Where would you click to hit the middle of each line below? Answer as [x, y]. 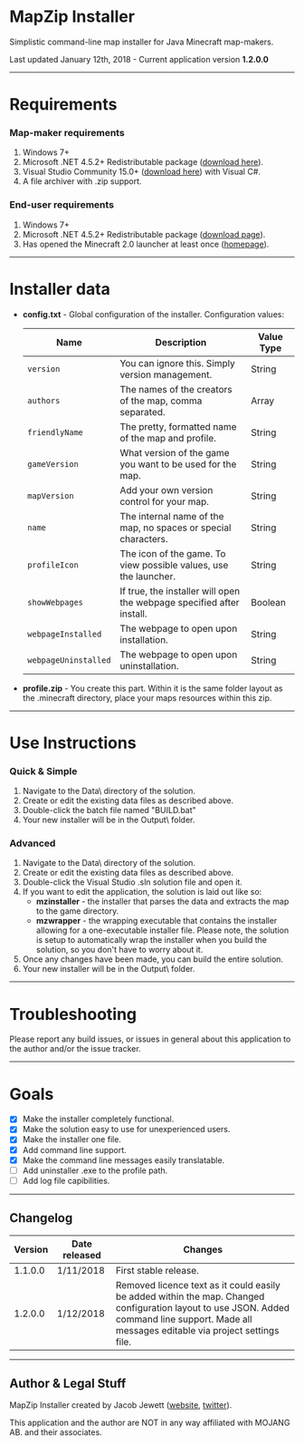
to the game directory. [77, 911]
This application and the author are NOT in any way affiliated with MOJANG [150, 1423]
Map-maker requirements [67, 133]
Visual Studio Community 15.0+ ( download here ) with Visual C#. [141, 172]
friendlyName [55, 432]
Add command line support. [74, 1149]
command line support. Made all [184, 1319]
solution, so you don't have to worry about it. [119, 950]
